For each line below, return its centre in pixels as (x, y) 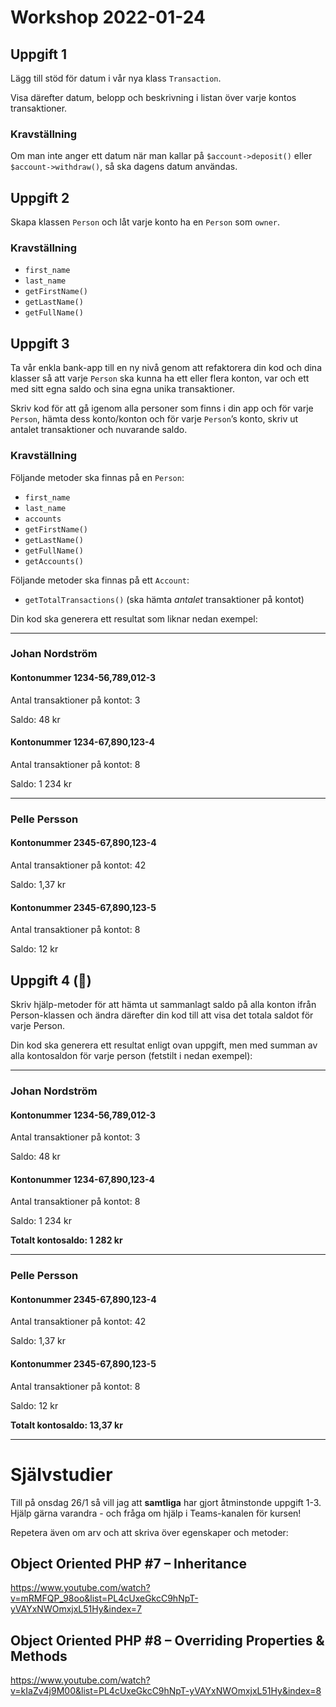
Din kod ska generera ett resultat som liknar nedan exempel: (134, 618)
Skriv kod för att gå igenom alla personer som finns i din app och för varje (162, 408)
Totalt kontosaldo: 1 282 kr (66, 1240)
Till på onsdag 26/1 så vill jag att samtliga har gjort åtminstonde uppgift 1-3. (166, 1502)
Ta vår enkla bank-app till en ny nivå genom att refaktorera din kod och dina (166, 368)
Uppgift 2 (40, 197)
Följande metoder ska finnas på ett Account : (100, 580)
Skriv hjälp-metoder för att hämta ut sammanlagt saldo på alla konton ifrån (163, 1004)
